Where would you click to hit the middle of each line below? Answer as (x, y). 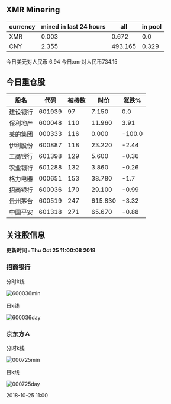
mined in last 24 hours (73, 26)
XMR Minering (33, 10)
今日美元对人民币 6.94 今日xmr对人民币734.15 (62, 61)
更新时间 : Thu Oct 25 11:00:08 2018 (51, 250)
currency (22, 26)
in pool (151, 26)
